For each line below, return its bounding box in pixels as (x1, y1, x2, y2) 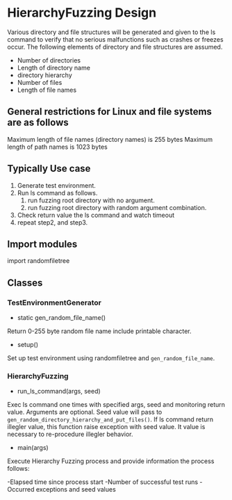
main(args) (17, 444, 49, 452)
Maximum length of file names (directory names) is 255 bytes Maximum (7, 135, 213, 143)
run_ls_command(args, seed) (17, 387, 101, 396)
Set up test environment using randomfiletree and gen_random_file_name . (7, 354, 215, 362)
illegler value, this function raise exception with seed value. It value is (7, 423, 206, 431)
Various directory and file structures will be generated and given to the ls (7, 28, 216, 36)
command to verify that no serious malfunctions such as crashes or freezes (7, 35, 224, 43)
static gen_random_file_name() (17, 314, 106, 322)
